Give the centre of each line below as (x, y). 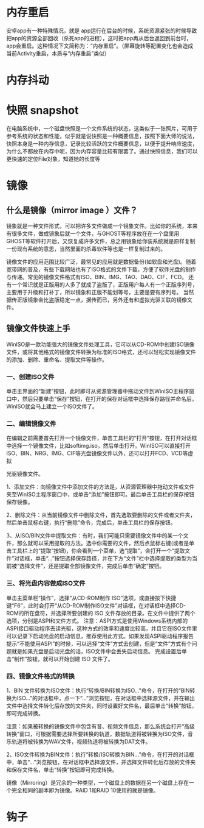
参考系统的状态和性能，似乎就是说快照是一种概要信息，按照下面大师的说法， (102, 136)
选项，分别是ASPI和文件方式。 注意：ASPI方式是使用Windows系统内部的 (97, 621)
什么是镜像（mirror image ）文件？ (72, 210)
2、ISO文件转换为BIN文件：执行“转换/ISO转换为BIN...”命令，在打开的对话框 (100, 755)
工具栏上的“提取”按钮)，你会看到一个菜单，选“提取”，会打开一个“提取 (98, 551)
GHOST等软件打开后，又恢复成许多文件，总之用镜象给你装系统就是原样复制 (101, 241)
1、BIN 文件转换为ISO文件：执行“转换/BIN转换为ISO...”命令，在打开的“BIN (98, 691)
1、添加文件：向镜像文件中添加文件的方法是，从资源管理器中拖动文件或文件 (100, 487)
